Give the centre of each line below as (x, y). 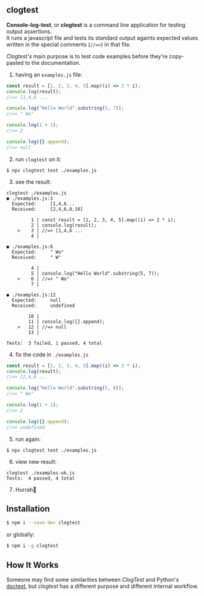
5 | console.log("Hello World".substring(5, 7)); (95, 273)
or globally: (20, 535)
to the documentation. (53, 62)
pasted (15, 62)
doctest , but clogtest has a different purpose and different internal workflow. (102, 586)
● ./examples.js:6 (30, 247)
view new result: (36, 461)
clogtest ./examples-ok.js (41, 473)
